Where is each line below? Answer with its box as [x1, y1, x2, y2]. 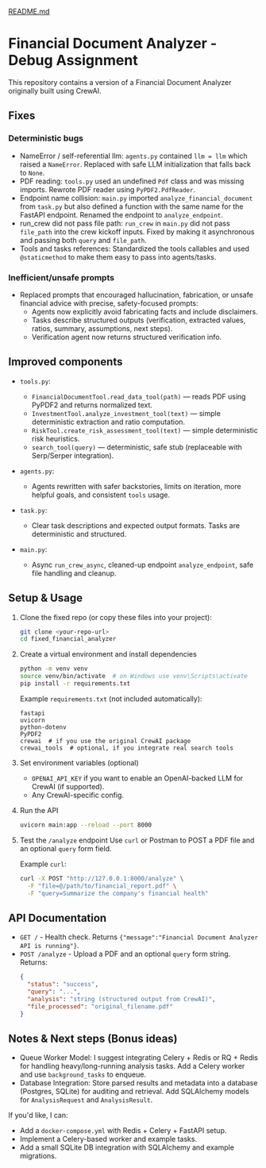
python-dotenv [19, 723, 67, 731]
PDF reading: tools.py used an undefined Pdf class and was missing [19, 176, 245, 186]
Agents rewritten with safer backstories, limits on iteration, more [31, 481, 241, 491]
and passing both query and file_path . [19, 235, 147, 245]
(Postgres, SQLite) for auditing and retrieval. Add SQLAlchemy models [19, 1087, 249, 1097]
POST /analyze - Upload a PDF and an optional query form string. [19, 949, 231, 959]
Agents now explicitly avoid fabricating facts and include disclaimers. [31, 306, 258, 316]
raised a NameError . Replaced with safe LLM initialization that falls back [19, 159, 252, 169]
